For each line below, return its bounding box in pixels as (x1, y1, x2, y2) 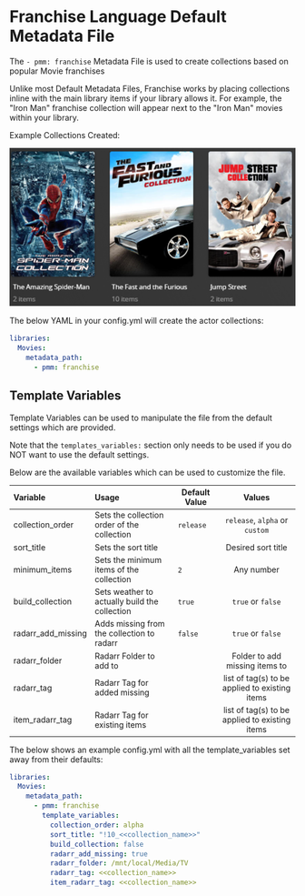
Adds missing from (94, 619, 165, 629)
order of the (94, 519, 139, 530)
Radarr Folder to (94, 650, 156, 661)
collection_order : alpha (49, 820, 144, 830)
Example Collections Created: (9, 129, 121, 140)
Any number (233, 564, 280, 575)
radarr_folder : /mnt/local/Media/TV (49, 859, 189, 868)
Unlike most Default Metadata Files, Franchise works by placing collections (9, 83, 290, 94)
